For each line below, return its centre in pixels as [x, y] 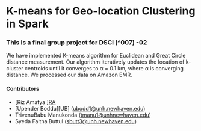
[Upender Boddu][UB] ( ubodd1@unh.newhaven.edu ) [80, 108]
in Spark [28, 24]
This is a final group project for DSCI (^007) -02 [77, 43]
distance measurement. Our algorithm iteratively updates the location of [95, 62]
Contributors [23, 89]
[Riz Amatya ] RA [35, 102]
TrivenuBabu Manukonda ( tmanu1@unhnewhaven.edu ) [83, 115]
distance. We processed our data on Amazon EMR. [69, 75]
